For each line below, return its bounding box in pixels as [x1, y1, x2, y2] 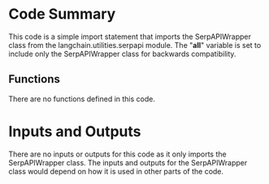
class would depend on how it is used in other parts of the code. [8, 166, 224, 176]
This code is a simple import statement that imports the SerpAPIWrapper [8, 32, 252, 41]
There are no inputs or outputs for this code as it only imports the [8, 149, 227, 159]
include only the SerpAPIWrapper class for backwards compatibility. [8, 49, 236, 58]
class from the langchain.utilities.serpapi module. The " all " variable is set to [8, 40, 262, 49]
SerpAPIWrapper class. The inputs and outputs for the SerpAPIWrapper [8, 157, 248, 167]
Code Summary [8, 5, 116, 24]
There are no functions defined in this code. [8, 94, 156, 104]
